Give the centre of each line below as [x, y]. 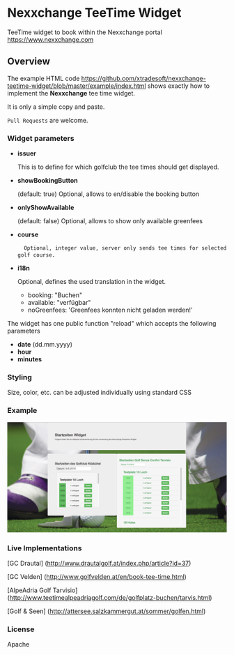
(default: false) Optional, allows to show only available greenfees [110, 221]
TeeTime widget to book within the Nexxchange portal [85, 32]
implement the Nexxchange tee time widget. [71, 93]
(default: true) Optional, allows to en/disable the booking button [108, 194]
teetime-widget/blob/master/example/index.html [77, 86]
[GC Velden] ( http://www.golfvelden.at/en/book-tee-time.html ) [97, 576]
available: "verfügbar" [59, 303]
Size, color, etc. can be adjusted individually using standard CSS [100, 393]
